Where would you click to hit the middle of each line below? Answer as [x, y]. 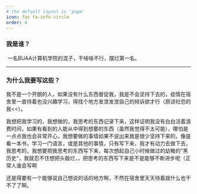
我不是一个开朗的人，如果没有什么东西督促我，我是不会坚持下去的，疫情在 [96, 94]
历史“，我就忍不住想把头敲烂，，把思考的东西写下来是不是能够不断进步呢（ [96, 158]
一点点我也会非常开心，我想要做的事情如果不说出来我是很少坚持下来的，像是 [98, 136]
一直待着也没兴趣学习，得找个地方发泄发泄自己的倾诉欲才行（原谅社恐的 [103, 101]
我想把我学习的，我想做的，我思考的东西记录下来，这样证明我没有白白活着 [96, 121]
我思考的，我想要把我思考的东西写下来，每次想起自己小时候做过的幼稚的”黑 [97, 150]
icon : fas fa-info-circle [38, 17]
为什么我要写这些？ [33, 80]
